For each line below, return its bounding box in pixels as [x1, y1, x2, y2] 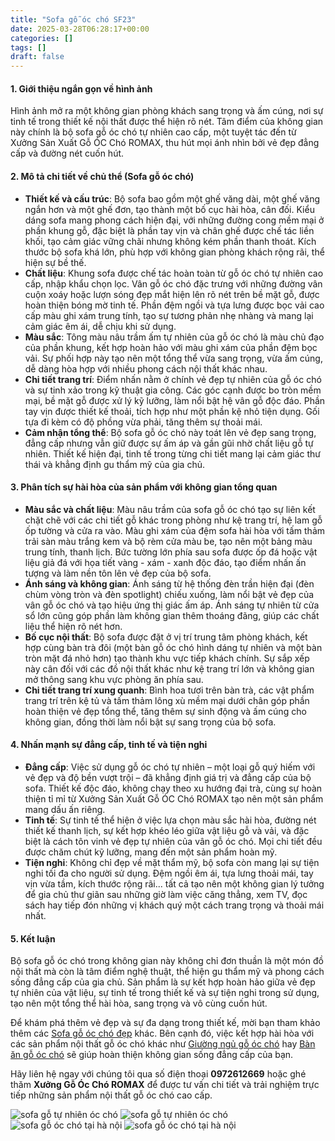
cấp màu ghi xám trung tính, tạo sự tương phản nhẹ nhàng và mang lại [24, 309, 314, 321]
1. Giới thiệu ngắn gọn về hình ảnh [10, 82, 153, 95]
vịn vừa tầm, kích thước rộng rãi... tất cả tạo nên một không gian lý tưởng [24, 877, 325, 890]
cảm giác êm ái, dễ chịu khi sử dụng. [24, 320, 177, 332]
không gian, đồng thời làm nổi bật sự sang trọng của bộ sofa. [24, 716, 277, 728]
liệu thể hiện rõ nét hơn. [24, 620, 123, 632]
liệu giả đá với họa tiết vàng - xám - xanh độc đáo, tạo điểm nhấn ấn [24, 556, 307, 568]
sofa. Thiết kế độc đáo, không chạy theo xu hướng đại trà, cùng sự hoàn [24, 782, 323, 794]
